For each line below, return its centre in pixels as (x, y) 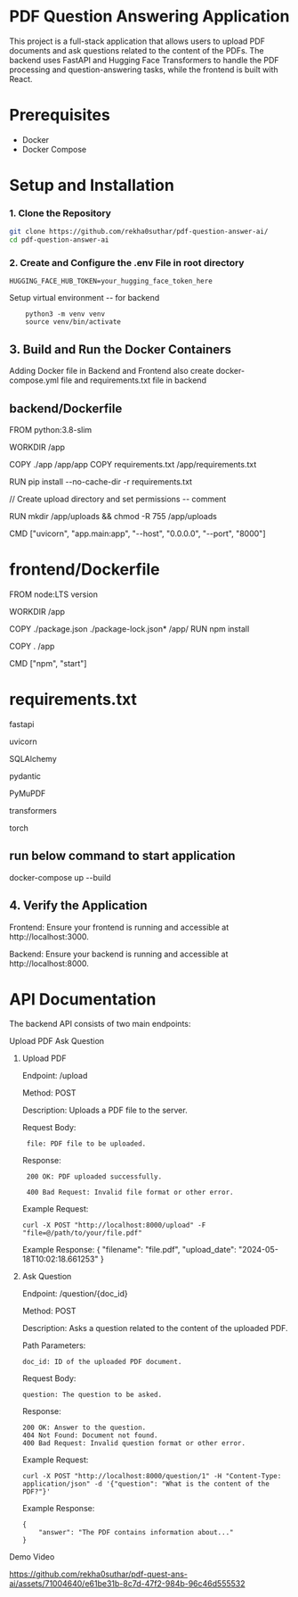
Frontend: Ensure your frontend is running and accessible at (119, 927)
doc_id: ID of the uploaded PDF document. (102, 1362)
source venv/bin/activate (73, 322)
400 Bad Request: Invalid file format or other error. (130, 1193)
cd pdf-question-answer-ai (59, 240)
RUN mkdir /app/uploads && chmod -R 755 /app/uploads (113, 517)
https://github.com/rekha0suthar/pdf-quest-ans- (99, 1574)
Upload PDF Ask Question (57, 1041)
